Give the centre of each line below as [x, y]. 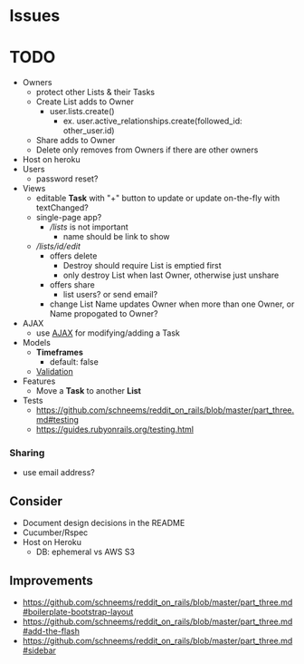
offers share [72, 285]
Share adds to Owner [76, 141]
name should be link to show [116, 237]
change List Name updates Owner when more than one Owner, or [172, 304]
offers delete [73, 256]
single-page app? [69, 218]
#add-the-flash [51, 631]
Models [37, 343]
